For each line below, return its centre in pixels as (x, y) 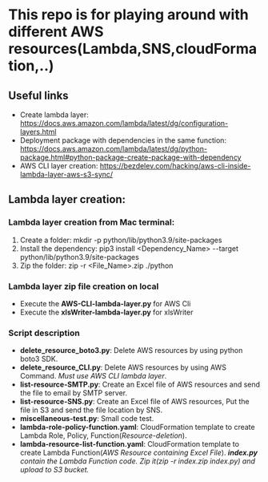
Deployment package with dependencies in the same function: (123, 140)
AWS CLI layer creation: (59, 166)
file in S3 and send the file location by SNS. (91, 410)
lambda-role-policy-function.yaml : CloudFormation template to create (137, 427)
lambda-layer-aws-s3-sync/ (66, 174)
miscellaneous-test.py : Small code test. (87, 419)
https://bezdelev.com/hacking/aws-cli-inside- (175, 166)
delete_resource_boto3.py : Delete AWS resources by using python (131, 350)
